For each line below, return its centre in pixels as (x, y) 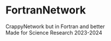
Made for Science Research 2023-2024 (54, 32)
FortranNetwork (46, 10)
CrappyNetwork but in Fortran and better (55, 26)
